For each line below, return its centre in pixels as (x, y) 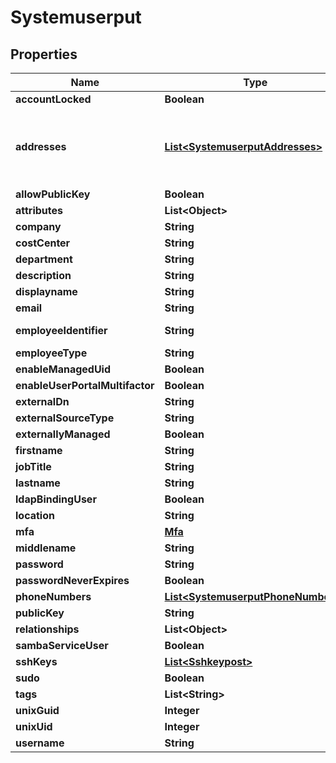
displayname (46, 291)
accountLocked (53, 99)
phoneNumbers (53, 596)
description (43, 275)
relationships (47, 629)
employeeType (51, 353)
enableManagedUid (63, 369)
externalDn (42, 401)
